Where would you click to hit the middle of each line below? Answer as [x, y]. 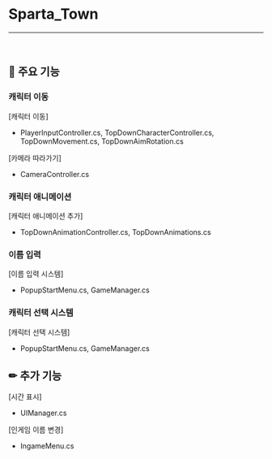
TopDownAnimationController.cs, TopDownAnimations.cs [116, 232]
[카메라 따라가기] [35, 158]
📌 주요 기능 [34, 72]
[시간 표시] [25, 397]
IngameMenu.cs [47, 446]
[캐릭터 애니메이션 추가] [46, 215]
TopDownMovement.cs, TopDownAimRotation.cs [102, 141]
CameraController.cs [55, 174]
